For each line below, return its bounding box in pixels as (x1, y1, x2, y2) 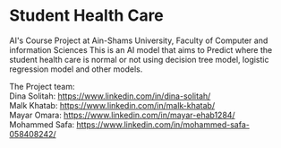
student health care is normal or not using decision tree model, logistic (9, 54, 269, 65)
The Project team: (9, 81, 75, 91)
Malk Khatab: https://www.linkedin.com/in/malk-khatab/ (9, 100, 216, 110)
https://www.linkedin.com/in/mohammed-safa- (76, 118, 251, 130)
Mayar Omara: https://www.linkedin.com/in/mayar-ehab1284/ (9, 109, 235, 120)
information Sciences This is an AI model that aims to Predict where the (9, 44, 273, 55)
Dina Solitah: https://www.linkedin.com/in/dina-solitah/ (9, 91, 211, 101)
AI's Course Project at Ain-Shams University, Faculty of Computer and (9, 35, 268, 46)
